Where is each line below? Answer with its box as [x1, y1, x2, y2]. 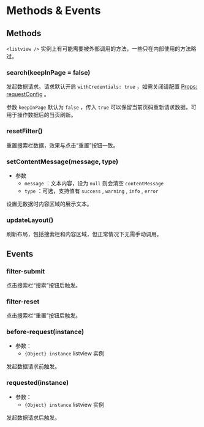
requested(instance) [6, 379, 69, 387]
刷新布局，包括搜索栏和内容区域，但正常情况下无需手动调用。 [6, 231, 162, 238]
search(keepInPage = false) [6, 68, 91, 76]
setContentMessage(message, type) [6, 157, 118, 166]
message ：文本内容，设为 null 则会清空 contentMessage [24, 179, 164, 187]
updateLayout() [6, 215, 54, 224]
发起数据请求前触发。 [6, 363, 60, 370]
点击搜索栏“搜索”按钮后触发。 [6, 281, 81, 289]
